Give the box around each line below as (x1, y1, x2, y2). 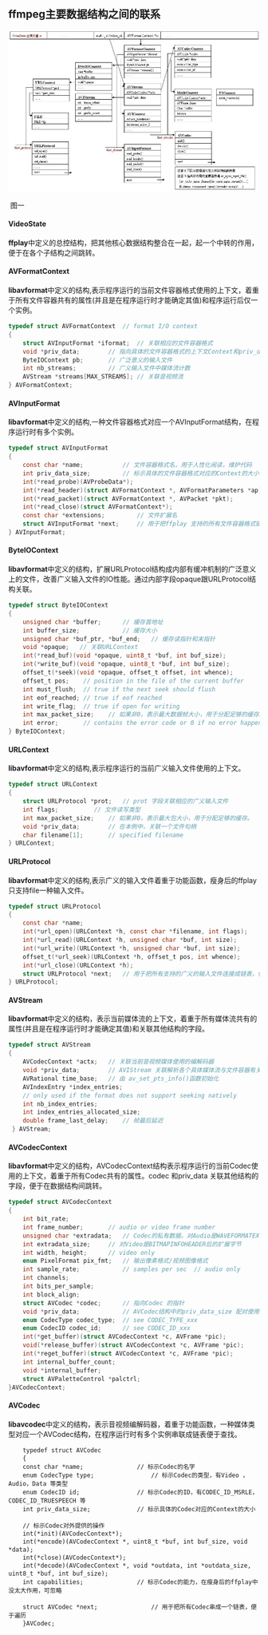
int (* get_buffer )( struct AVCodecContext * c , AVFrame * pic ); (22, 1332, 227, 1341)
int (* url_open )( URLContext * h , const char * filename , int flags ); (22, 928, 248, 936)
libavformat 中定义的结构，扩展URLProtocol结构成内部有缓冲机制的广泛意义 (8, 564, 257, 574)
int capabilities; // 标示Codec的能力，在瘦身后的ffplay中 (22, 1578, 258, 1586)
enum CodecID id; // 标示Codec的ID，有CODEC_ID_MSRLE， (22, 1488, 258, 1496)
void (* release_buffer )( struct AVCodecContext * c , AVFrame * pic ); (22, 1341, 245, 1349)
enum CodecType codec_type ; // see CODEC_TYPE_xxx (22, 1316, 198, 1324)
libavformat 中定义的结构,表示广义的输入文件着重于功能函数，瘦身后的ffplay (8, 875, 258, 885)
